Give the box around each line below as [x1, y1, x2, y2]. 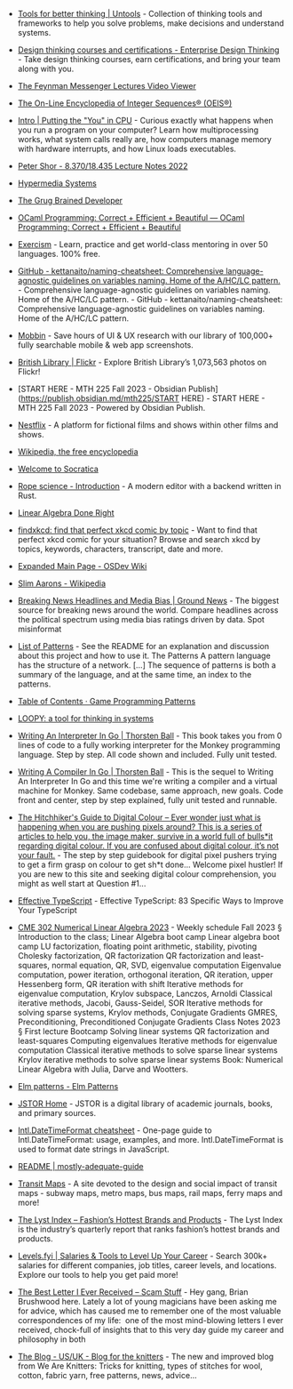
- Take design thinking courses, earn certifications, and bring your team [17, 54, 281, 64]
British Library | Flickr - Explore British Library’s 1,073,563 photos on [17, 357, 267, 367]
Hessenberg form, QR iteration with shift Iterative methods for [17, 979, 244, 989]
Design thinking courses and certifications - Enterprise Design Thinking [17, 44, 280, 55]
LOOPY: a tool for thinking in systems [17, 713, 154, 724]
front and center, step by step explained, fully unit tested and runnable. [17, 795, 278, 805]
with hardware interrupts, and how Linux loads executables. [17, 143, 237, 154]
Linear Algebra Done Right [17, 508, 115, 518]
